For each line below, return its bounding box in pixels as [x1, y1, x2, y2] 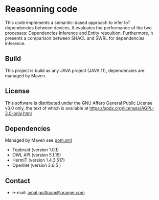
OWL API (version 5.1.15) [12, 152, 61, 158]
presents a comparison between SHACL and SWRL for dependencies [5, 35, 145, 41]
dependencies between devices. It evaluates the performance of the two [5, 24, 152, 30]
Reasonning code [5, 3, 78, 15]
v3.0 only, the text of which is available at [5, 105, 89, 111]
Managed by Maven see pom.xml [5, 137, 72, 143]
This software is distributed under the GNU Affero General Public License [5, 100, 153, 106]
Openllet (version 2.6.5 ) [12, 162, 61, 168]
